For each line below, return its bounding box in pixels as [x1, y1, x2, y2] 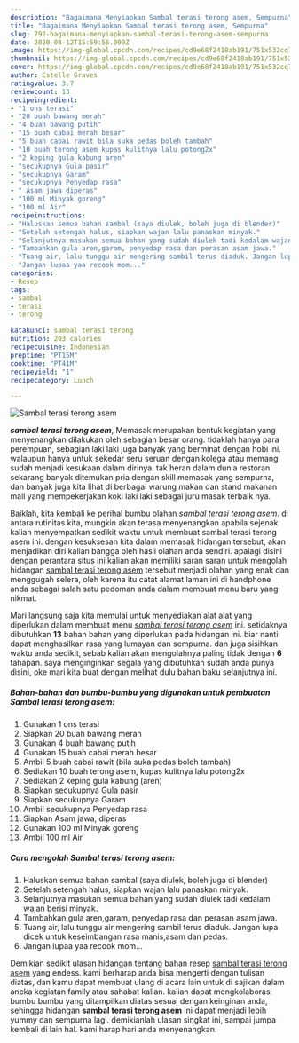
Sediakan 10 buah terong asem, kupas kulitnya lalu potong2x [22, 766, 245, 777]
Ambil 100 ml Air [22, 832, 83, 843]
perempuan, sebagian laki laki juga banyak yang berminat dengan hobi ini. [10, 444, 282, 454]
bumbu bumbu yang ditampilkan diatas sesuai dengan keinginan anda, [10, 996, 268, 1007]
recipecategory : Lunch [10, 375, 94, 384]
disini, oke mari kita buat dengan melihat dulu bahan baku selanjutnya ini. [10, 667, 278, 677]
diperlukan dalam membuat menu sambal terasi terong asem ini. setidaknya [10, 620, 287, 630]
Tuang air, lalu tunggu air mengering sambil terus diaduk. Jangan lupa [22, 922, 279, 933]
